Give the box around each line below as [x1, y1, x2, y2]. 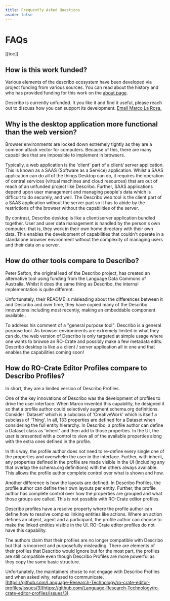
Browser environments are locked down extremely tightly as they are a [5, 141, 152, 147]
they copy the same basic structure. [5, 558, 80, 564]
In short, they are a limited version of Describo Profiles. [5, 385, 120, 391]
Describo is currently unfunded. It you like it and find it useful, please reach [5, 100, 162, 106]
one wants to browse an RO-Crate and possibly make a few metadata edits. [5, 338, 163, 344]
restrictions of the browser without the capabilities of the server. [5, 205, 139, 211]
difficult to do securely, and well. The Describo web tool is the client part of [5, 194, 162, 201]
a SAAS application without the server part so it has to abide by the [5, 200, 145, 206]
